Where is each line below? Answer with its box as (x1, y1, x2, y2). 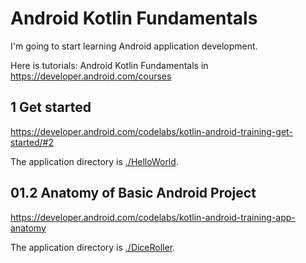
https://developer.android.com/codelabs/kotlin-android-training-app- (10, 211, 296, 223)
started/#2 (10, 136, 55, 148)
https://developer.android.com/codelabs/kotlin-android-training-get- (10, 125, 293, 137)
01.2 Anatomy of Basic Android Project (10, 185, 257, 202)
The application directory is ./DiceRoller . (10, 241, 176, 253)
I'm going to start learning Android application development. (10, 40, 258, 52)
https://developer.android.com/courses (10, 70, 172, 82)
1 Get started (10, 99, 92, 116)
